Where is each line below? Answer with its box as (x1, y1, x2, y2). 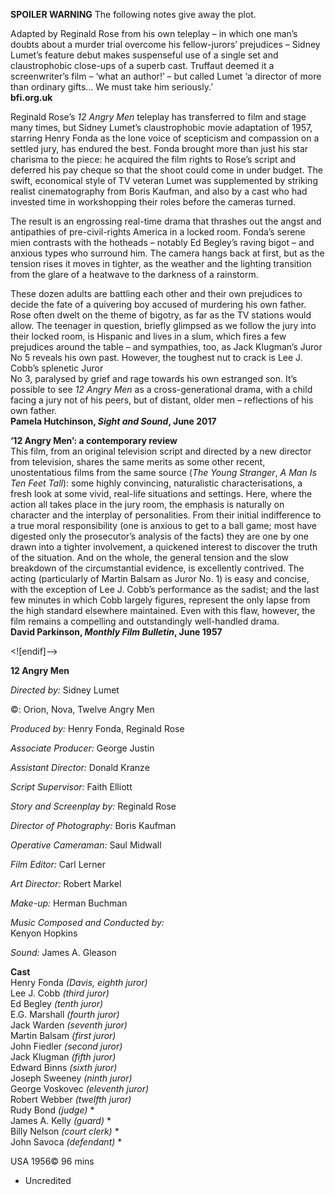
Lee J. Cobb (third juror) (10, 987, 110, 999)
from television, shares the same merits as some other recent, (10, 456, 266, 468)
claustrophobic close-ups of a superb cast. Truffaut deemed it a (10, 60, 275, 71)
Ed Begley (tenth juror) (10, 998, 104, 1009)
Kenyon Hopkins (10, 927, 78, 939)
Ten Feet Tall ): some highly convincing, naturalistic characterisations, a (10, 477, 303, 489)
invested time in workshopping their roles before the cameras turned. (10, 196, 297, 208)
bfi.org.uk (10, 92, 53, 103)
